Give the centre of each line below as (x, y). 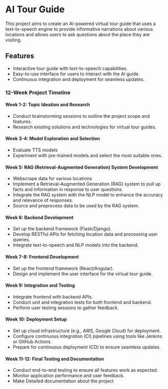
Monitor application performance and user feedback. (68, 376)
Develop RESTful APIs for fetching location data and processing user (85, 234)
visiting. (14, 40)
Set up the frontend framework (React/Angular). (63, 268)
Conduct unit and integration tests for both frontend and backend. (82, 302)
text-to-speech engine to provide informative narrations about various (79, 29)
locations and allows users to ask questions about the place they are (78, 34)
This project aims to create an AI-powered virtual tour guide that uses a (81, 24)
